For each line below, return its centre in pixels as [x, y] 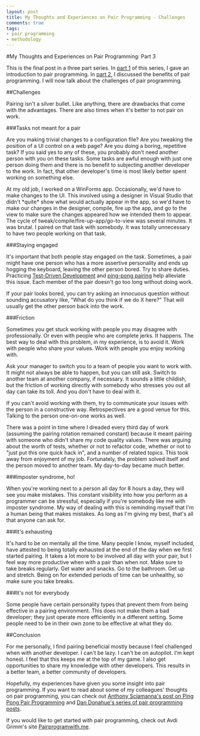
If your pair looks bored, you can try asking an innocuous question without [98, 293]
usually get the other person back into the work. [65, 306]
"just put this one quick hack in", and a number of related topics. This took [97, 453]
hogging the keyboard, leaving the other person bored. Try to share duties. [98, 269]
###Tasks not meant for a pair [43, 128]
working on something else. [40, 177]
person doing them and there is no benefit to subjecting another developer [98, 165]
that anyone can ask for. [36, 520]
